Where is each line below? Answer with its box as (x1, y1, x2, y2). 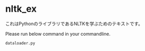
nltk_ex (5, 3, 37, 15)
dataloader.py (5, 40, 36, 46)
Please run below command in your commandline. (5, 31, 111, 37)
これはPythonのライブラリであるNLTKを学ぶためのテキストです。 (5, 20, 143, 27)
